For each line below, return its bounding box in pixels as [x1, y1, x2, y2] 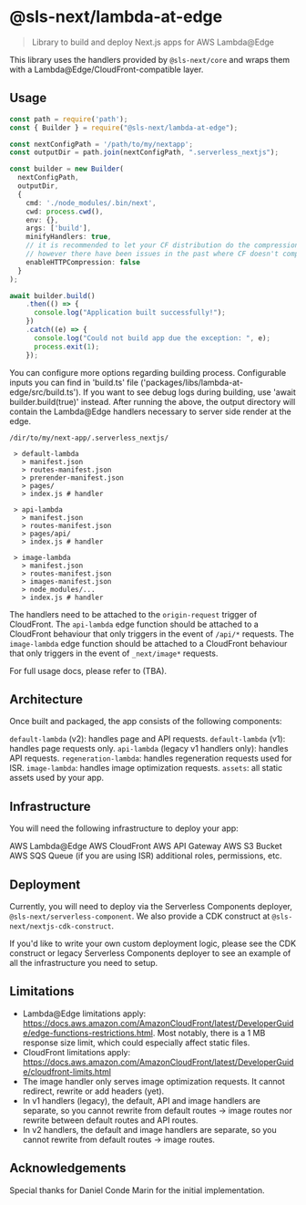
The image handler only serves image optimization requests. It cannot [22, 1075, 285, 1086]
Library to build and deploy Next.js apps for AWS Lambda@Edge [31, 36, 275, 47]
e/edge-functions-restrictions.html [22, 1027, 153, 1038]
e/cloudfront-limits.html [22, 1065, 112, 1077]
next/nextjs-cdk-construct [9, 921, 112, 931]
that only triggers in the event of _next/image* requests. [9, 648, 219, 659]
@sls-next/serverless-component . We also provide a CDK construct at [9, 910, 270, 921]
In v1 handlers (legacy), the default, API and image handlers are [22, 1095, 261, 1106]
